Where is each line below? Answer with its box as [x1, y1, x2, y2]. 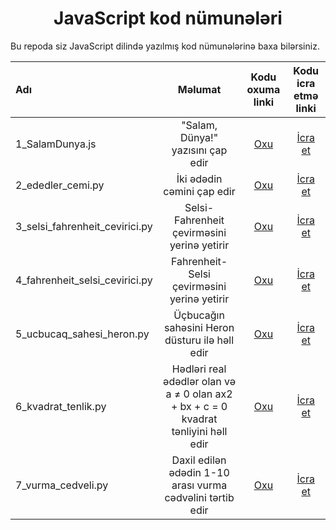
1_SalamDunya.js [15, 137, 97, 151]
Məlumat [177, 82, 222, 96]
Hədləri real [171, 362, 227, 376]
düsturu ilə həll [164, 333, 235, 347]
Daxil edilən [171, 453, 227, 467]
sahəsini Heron [163, 320, 235, 334]
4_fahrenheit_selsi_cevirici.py [15, 273, 153, 287]
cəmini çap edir [163, 184, 236, 198]
